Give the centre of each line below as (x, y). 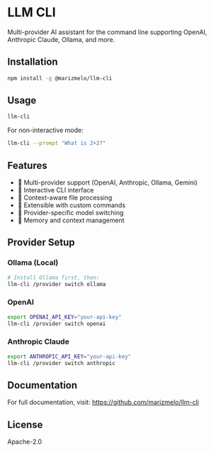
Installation (33, 62)
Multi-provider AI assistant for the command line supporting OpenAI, (107, 32)
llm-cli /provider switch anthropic (61, 363)
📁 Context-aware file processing (65, 197)
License (25, 424)
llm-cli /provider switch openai (57, 324)
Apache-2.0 (25, 442)
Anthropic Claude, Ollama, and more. (61, 39)
